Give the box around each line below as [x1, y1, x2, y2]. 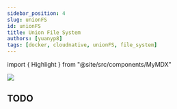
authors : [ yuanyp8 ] [7, 35, 63, 42]
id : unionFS [7, 22, 41, 29]
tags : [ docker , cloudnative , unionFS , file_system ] [7, 42, 157, 48]
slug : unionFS [7, 16, 48, 23]
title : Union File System [7, 29, 81, 36]
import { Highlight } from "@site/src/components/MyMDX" [7, 61, 172, 68]
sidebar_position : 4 [7, 10, 66, 17]
